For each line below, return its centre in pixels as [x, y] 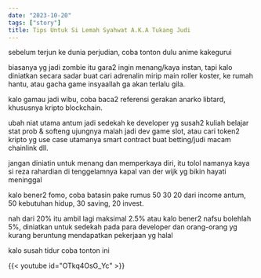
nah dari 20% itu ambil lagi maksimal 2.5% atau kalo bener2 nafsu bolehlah [130, 219]
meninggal [25, 180]
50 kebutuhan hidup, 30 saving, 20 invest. [76, 203]
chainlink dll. [28, 148]
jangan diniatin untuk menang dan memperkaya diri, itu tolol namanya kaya [129, 163]
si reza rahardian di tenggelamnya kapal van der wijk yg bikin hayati [117, 172]
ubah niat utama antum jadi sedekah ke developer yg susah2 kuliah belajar [129, 123]
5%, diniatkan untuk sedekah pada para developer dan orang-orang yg [123, 227]
